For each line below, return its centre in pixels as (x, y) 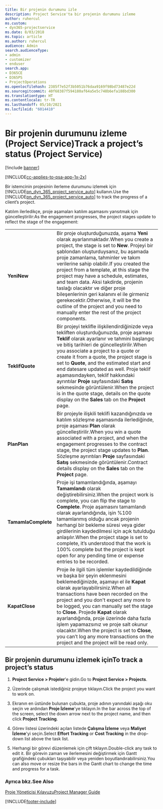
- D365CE (14, 73)
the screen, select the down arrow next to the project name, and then (81, 713)
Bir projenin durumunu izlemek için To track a (74, 660)
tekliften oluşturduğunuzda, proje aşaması (104, 332)
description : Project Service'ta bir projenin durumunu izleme (70, 14)
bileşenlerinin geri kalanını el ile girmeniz (103, 294)
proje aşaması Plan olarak (86, 425)
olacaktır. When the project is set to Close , (104, 630)
